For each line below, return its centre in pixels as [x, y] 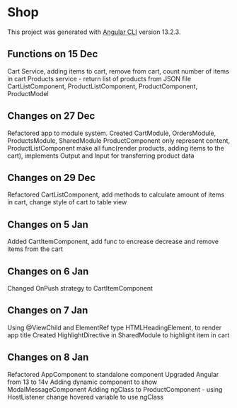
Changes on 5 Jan [48, 225]
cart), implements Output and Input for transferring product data [101, 156]
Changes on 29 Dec [52, 177]
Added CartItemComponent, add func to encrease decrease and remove [113, 242]
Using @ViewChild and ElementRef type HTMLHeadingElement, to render [114, 327]
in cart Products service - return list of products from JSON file [99, 78]
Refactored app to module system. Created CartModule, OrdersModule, [112, 133]
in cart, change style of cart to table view [67, 202]
